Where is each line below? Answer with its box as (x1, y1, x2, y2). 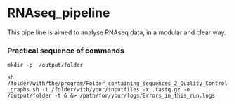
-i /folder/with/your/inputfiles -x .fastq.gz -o (41, 86, 190, 93)
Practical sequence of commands (7, 46, 124, 55)
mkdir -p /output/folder (7, 62, 83, 69)
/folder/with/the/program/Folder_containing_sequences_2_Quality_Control (7, 80, 228, 87)
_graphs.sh (7, 86, 39, 93)
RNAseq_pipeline (7, 5, 110, 21)
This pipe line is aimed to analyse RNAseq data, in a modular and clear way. (7, 28, 226, 37)
